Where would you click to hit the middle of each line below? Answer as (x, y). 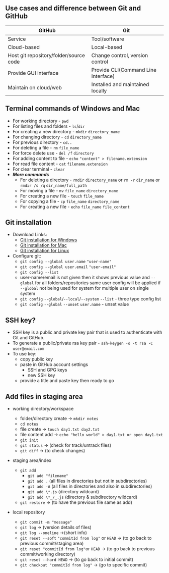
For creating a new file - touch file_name (62, 196)
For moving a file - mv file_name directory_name (69, 190)
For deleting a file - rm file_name (46, 147)
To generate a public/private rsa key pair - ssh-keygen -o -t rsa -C (83, 343)
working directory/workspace (43, 409)
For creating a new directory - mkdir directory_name (66, 131)
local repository (29, 512)
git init (29, 440)
